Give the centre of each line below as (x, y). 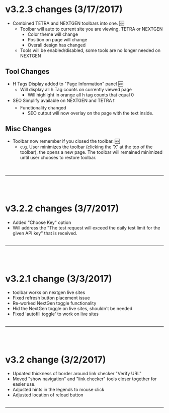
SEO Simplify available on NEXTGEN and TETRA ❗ (63, 100)
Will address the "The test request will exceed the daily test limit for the (86, 227)
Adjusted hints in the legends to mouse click (58, 390)
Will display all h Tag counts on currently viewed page (76, 89)
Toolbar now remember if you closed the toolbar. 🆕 (66, 141)
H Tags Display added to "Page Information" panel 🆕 (68, 84)
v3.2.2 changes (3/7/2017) (62, 208)
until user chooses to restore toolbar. (58, 157)
